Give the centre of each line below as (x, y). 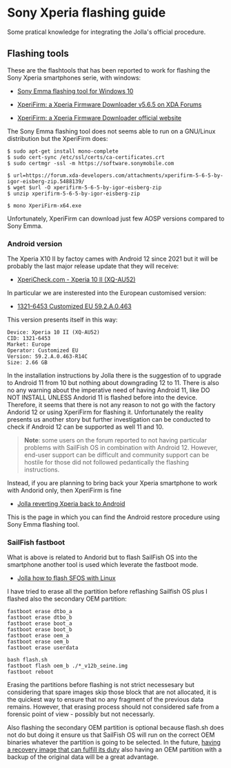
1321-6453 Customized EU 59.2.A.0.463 (74, 306)
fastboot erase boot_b (40, 630)
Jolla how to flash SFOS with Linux (66, 578)
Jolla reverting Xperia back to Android (71, 504)
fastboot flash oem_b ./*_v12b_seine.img (68, 666)
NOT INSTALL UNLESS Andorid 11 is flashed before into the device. (102, 397)
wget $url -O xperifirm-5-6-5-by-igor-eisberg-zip (88, 187)
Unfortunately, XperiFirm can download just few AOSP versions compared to (116, 218)
